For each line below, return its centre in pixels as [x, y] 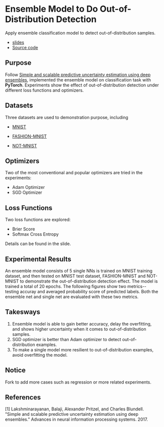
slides [18, 42]
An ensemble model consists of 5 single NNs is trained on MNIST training [79, 271]
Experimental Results [38, 259]
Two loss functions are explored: [38, 220]
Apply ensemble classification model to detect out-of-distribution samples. [80, 33]
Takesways [23, 312]
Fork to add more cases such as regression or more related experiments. [78, 382]
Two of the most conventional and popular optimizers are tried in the [74, 173]
